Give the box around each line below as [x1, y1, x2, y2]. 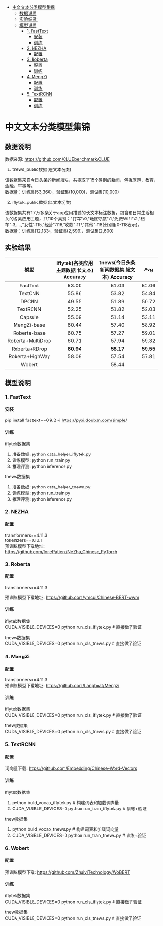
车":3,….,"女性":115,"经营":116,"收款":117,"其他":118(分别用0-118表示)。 [5, 222, 142, 227]
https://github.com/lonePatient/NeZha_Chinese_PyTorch [5, 548, 118, 555]
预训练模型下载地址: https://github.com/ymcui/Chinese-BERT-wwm [5, 594, 140, 600]
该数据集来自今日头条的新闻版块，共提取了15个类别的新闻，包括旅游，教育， [5, 177, 158, 183]
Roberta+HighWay [8, 353, 50, 360]
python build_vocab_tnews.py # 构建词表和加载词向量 [12, 826, 119, 832]
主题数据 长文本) [56, 267, 94, 273]
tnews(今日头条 [99, 259, 136, 266]
